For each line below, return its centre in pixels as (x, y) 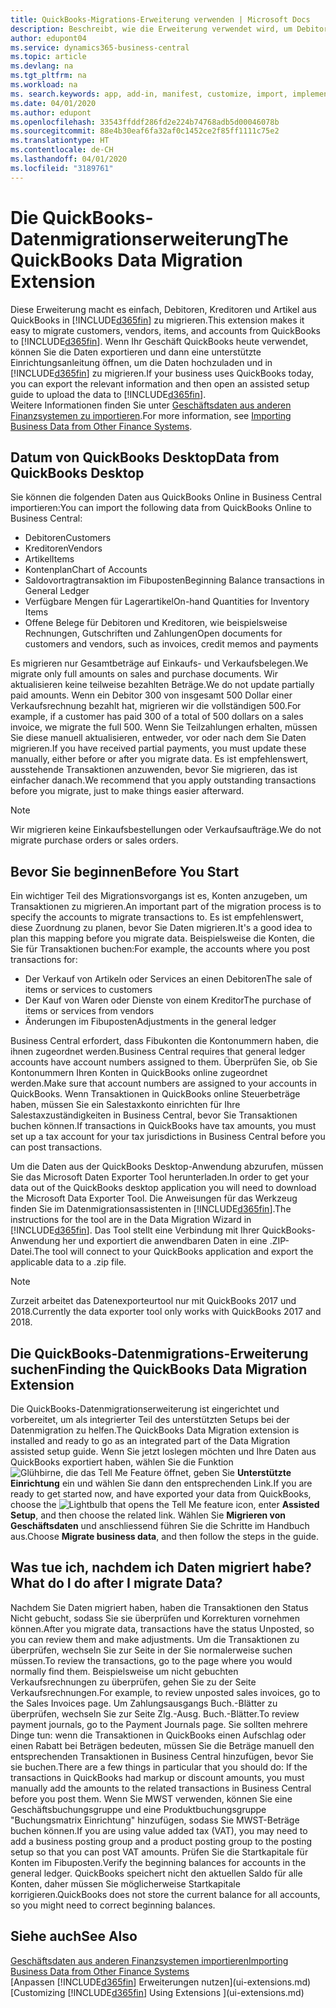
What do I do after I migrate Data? (116, 1583)
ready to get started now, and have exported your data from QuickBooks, (161, 1494)
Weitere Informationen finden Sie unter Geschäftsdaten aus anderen (151, 405)
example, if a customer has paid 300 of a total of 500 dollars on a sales (157, 717)
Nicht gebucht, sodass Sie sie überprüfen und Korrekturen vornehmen (155, 1618)
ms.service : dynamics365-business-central (100, 47)
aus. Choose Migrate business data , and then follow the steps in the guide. (164, 1536)
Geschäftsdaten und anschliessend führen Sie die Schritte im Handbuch (160, 1525)
